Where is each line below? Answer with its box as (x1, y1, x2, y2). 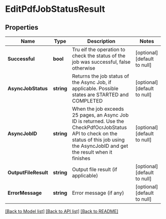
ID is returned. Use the (72, 118, 124, 125)
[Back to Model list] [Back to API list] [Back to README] (5, 209, 119, 214)
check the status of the (72, 52, 126, 59)
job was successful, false (72, 58, 131, 65)
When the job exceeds (72, 105, 124, 112)
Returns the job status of (72, 73, 129, 80)
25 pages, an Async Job (72, 112, 129, 118)
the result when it (72, 149, 113, 155)
